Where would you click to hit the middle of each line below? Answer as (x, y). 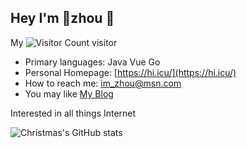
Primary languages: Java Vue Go (92, 62)
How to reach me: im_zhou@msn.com (103, 83)
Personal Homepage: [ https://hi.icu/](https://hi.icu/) (130, 72)
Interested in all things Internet (73, 113)
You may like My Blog (69, 93)
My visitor (64, 42)
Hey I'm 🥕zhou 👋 (62, 18)
